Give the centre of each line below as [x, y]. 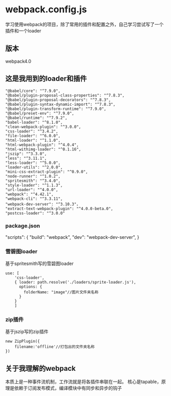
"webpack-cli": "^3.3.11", [34, 199]
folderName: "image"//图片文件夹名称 [61, 292]
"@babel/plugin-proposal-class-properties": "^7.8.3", [65, 95]
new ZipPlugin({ [23, 342]
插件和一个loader [23, 31]
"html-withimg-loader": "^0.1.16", [43, 149]
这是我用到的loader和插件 [46, 79]
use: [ [12, 273]
